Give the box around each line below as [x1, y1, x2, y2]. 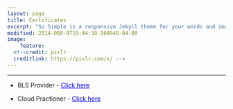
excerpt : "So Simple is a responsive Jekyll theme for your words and [7, 23, 216, 30]
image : [7, 36, 26, 43]
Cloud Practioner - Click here [17, 94, 101, 103]
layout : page [7, 10, 45, 17]
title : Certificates [7, 17, 67, 24]
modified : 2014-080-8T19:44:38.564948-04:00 [7, 29, 138, 37]
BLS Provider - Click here [17, 81, 90, 89]
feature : [19, 42, 45, 49]
